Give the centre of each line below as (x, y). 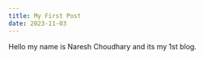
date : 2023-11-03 (38, 23)
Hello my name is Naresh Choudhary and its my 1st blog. (102, 46)
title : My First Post (45, 16)
